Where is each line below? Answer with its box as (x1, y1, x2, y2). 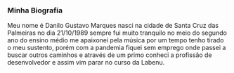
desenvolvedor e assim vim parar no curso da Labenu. (7, 58, 165, 67)
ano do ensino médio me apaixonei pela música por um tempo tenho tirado (7, 36, 224, 44)
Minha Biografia (7, 6, 63, 15)
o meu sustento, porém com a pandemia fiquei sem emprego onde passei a (7, 44, 226, 52)
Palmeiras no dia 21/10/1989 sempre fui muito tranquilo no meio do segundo (7, 29, 227, 37)
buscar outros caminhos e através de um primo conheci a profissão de (7, 51, 212, 59)
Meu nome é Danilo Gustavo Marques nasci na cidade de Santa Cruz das (7, 22, 219, 30)
